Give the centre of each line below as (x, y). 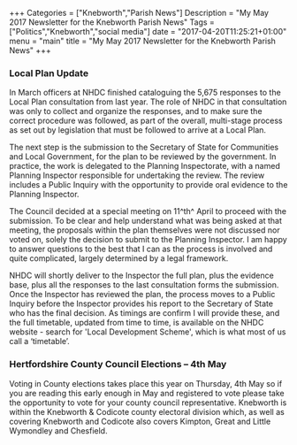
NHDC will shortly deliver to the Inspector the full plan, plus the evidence (141, 276)
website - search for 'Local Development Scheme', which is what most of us (148, 332)
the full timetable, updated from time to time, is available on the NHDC (137, 323)
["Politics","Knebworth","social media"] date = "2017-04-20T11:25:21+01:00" (148, 31)
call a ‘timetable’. (40, 341)
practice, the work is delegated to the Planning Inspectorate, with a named (145, 166)
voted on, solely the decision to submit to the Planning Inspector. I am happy (148, 240)
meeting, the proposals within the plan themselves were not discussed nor (145, 230)
